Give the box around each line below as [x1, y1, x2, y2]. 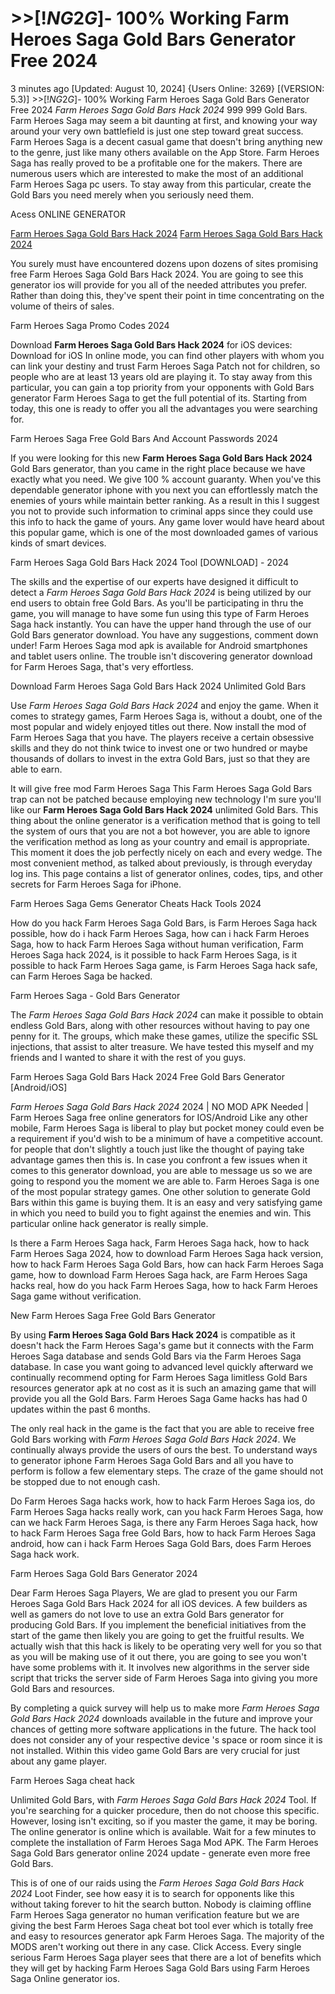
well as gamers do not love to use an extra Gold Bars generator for [10, 1608, 285, 1620]
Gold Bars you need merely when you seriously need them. [10, 188, 254, 201]
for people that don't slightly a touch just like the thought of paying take [10, 1143, 305, 1155]
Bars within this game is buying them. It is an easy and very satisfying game [10, 1196, 323, 1208]
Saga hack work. [10, 1548, 80, 1560]
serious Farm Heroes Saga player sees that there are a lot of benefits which [10, 1951, 322, 1963]
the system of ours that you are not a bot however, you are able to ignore [10, 825, 311, 837]
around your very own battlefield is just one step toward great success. [10, 125, 304, 137]
